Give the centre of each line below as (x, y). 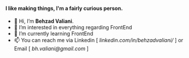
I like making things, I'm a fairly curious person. (64, 8)
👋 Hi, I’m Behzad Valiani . (44, 21)
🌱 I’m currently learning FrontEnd (54, 34)
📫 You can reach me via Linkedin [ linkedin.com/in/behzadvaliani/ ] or (99, 40)
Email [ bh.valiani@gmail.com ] (51, 49)
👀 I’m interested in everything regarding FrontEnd (73, 28)
